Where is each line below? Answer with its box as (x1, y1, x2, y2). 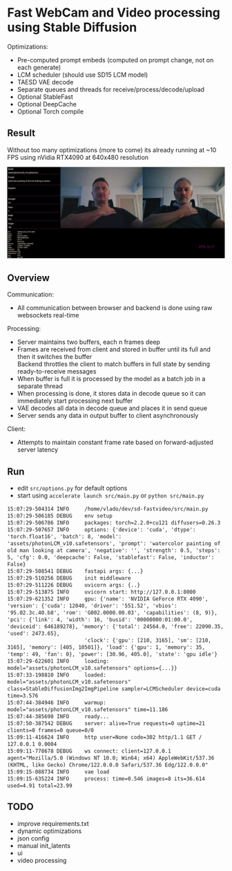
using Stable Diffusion (7, 19, 137, 35)
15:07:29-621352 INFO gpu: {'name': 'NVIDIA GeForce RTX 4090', (7, 596, 209, 603)
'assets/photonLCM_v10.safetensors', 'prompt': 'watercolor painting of (7, 540, 221, 547)
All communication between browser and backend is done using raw (17, 304, 213, 312)
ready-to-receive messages (17, 367, 97, 376)
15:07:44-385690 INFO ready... (7, 713, 110, 720)
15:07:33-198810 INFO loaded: (7, 672, 107, 679)
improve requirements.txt (17, 819, 90, 827)
